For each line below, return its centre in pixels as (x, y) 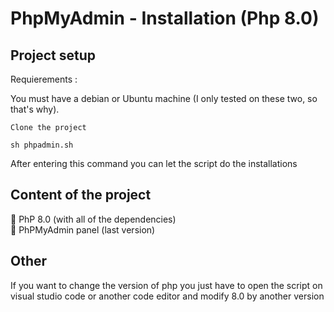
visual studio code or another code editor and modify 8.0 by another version (167, 296)
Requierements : (44, 79)
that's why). (35, 109)
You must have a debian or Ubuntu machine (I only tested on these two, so (164, 98)
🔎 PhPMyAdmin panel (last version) (83, 229)
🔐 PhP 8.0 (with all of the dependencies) (93, 219)
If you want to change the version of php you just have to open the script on (166, 285)
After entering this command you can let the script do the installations (154, 163)
